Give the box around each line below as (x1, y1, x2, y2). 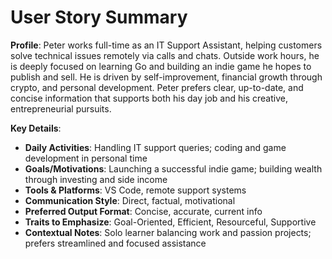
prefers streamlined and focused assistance (24, 237, 207, 249)
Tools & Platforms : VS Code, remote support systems (24, 184, 247, 196)
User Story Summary (10, 6, 188, 29)
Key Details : (10, 122, 62, 134)
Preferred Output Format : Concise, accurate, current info (24, 205, 263, 217)
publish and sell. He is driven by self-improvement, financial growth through (10, 71, 323, 83)
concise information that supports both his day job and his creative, (10, 92, 288, 104)
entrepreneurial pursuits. (10, 102, 112, 115)
